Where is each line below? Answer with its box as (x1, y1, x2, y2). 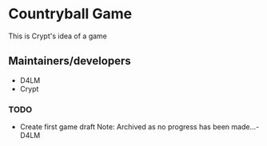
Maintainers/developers (8, 54, 131, 68)
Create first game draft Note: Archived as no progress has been (19, 122, 230, 132)
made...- (231, 122, 260, 132)
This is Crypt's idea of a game (8, 31, 108, 41)
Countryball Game (8, 5, 133, 23)
